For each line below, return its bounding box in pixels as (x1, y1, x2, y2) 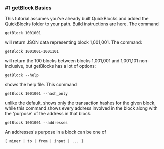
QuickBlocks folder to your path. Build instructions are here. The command (5, 21, 159, 27)
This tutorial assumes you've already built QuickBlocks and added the (5, 16, 149, 22)
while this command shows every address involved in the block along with (5, 105, 158, 111)
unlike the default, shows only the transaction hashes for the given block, (5, 100, 156, 106)
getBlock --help (5, 73, 39, 78)
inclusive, (5, 63, 25, 69)
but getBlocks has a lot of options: (25, 63, 96, 69)
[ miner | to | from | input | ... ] (5, 139, 84, 144)
